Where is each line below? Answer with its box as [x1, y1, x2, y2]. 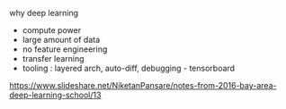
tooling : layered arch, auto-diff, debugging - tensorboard [22, 63, 236, 73]
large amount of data [22, 35, 101, 45]
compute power [22, 25, 82, 35]
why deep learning [9, 8, 79, 18]
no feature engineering [22, 44, 108, 54]
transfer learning [22, 54, 85, 63]
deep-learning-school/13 [9, 89, 102, 100]
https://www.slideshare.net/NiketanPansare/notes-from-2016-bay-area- [9, 80, 277, 90]
